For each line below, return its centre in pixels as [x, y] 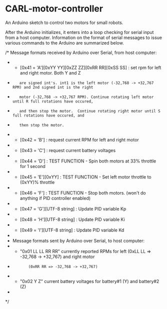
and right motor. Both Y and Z [50, 72]
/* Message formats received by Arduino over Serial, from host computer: [81, 52]
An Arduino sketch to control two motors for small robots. [64, 22]
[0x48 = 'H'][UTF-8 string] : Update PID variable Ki [72, 219]
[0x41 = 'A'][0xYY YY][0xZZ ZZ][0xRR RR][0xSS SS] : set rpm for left [90, 67]
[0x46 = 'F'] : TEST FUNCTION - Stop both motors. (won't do [83, 192]
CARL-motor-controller [54, 9]
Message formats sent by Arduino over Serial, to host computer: [78, 240]
